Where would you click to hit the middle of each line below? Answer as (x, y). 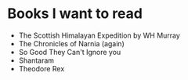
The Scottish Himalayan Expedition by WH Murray (99, 35)
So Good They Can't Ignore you (70, 52)
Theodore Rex (42, 68)
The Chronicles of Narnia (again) (71, 43)
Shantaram (36, 60)
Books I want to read (75, 14)
